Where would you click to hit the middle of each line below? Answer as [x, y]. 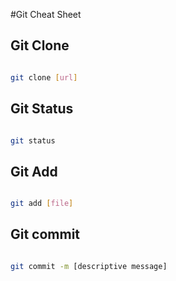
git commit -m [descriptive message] [89, 266]
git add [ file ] [42, 204]
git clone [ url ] [44, 77]
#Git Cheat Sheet [46, 14]
